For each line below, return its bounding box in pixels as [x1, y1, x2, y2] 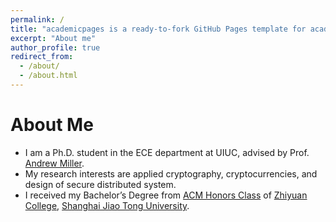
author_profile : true [10, 42, 101, 53]
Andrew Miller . [24, 157, 85, 169]
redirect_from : [10, 52, 74, 62]
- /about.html [19, 71, 78, 81]
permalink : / [10, 14, 65, 25]
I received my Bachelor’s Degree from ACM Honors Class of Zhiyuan [24, 189, 308, 201]
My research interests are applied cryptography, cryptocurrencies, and [24, 167, 318, 180]
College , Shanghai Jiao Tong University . [24, 199, 190, 211]
